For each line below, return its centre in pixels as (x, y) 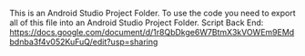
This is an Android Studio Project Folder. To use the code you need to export (152, 13)
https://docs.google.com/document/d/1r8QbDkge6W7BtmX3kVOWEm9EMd (152, 32)
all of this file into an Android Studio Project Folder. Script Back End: (137, 23)
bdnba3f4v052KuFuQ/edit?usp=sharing (84, 42)
